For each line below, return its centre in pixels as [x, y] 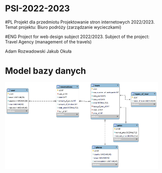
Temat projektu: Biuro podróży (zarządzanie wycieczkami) [63, 27]
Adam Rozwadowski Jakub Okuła [38, 51]
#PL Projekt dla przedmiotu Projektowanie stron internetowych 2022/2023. [80, 22]
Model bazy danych [46, 71]
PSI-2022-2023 [38, 9]
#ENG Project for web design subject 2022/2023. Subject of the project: [77, 37]
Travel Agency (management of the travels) [49, 41]
